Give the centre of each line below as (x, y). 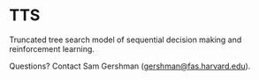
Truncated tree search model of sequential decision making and (126, 40)
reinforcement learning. (52, 48)
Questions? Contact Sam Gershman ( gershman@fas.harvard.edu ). (130, 66)
